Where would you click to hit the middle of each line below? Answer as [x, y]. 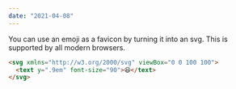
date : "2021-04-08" [41, 16]
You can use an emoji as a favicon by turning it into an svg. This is [118, 39]
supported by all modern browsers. [67, 47]
